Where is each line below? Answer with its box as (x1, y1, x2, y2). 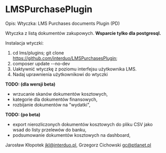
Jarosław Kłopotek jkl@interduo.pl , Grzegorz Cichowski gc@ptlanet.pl (5, 142, 151, 148)
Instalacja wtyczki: (5, 40, 44, 46)
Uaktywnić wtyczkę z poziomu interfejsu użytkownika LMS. (12, 66, 137, 72)
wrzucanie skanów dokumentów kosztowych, (12, 91, 108, 97)
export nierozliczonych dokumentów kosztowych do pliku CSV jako (12, 121, 153, 127)
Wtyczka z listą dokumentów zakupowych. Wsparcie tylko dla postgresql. (5, 30, 161, 36)
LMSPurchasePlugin (5, 4, 93, 15)
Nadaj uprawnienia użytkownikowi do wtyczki (12, 71, 108, 77)
